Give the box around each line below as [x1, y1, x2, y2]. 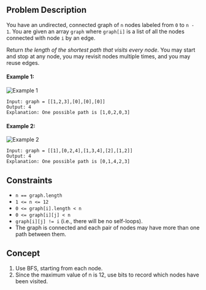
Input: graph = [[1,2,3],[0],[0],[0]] [6, 99, 105, 105]
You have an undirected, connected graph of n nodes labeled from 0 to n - [6, 21, 194, 28]
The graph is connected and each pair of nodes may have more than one [15, 224, 200, 232]
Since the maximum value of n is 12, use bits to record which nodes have [15, 271, 199, 278]
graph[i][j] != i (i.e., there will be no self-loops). [15, 218, 143, 225]
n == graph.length [15, 193, 63, 199]
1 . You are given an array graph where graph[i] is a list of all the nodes [6, 28, 185, 35]
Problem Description [6, 5, 87, 15]
